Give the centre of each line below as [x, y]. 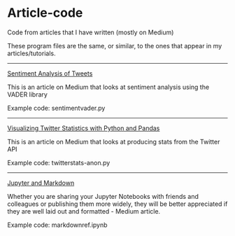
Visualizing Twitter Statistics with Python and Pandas [84, 128]
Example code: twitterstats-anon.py [59, 162]
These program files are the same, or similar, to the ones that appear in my [115, 46]
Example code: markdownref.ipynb [57, 225]
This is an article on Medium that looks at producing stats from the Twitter [114, 141]
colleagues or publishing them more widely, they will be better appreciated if [117, 204]
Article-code [45, 13]
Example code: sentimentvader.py [56, 108]
